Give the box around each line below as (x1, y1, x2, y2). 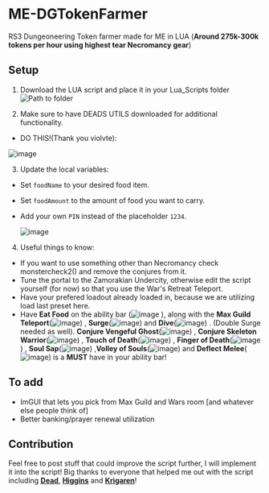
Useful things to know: (19, 242, 95, 252)
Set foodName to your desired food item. (19, 180, 150, 189)
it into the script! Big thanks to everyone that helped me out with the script (8, 467, 254, 477)
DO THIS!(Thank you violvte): (19, 133, 117, 143)
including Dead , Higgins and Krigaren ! (8, 476, 137, 486)
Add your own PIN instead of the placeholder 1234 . (19, 211, 187, 221)
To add (8, 375, 43, 389)
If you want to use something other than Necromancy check (19, 258, 219, 267)
